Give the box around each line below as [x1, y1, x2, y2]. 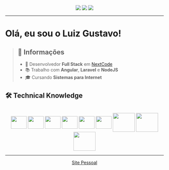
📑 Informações [17, 48, 64, 56]
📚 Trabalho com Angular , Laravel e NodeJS [25, 67, 118, 72]
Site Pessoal [71, 159, 98, 165]
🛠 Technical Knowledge [5, 92, 83, 100]
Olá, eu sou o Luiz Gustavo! [5, 28, 122, 39]
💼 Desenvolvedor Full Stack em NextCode [25, 61, 113, 67]
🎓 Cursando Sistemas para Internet [25, 74, 102, 80]
